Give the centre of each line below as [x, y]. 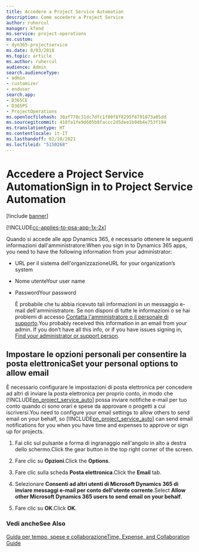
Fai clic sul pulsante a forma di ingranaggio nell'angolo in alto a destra [100, 443]
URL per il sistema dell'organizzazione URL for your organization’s [95, 263]
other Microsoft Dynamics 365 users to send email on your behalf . [99, 497]
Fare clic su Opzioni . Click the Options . [62, 461]
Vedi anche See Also [36, 523]
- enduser [18, 89]
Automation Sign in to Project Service [99, 187]
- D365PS [17, 106]
